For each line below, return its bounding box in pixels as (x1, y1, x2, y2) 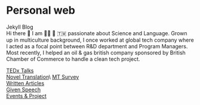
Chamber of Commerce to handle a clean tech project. (6, 55, 140, 63)
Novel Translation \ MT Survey (6, 73, 79, 81)
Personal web (6, 4, 76, 17)
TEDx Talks (6, 67, 34, 74)
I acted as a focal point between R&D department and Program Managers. (6, 42, 188, 50)
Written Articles (6, 79, 45, 87)
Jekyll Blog (6, 23, 34, 30)
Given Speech (6, 86, 41, 93)
